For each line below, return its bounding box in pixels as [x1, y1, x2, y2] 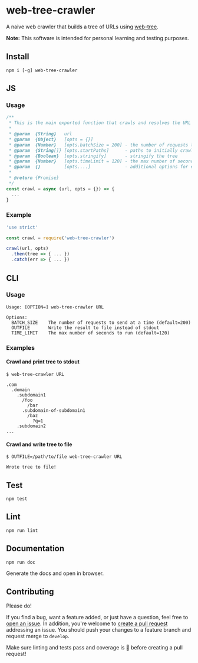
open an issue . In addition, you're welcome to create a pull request [6, 620, 168, 627]
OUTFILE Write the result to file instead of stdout [11, 324, 160, 331]
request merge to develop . [6, 633, 70, 640]
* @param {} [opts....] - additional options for [8, 164, 189, 170]
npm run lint [6, 527, 38, 534]
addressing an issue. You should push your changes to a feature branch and [6, 626, 192, 633]
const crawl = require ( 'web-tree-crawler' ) [6, 235, 115, 241]
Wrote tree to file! [6, 464, 57, 470]
